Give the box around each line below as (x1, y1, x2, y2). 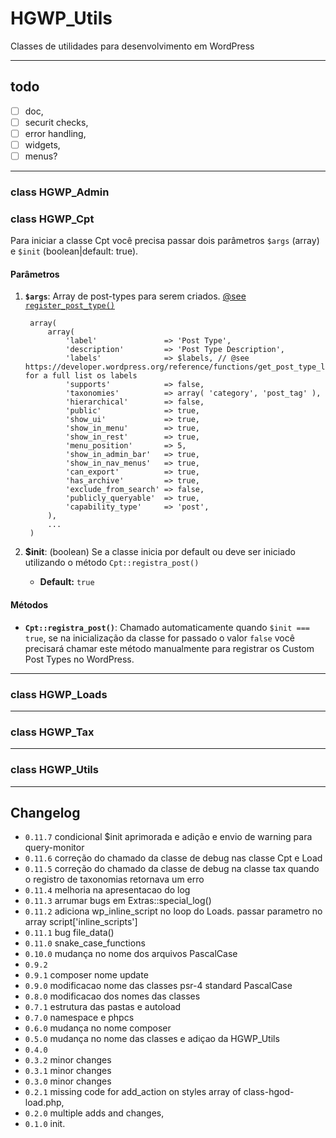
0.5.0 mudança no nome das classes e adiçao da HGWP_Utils (24, 1033, 280, 1045)
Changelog (10, 804, 81, 821)
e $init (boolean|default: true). (10, 245, 139, 257)
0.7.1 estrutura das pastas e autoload (24, 1001, 182, 1013)
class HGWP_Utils (10, 763, 99, 777)
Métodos (10, 599, 49, 611)
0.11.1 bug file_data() (24, 927, 115, 939)
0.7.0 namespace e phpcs (24, 1012, 135, 1024)
